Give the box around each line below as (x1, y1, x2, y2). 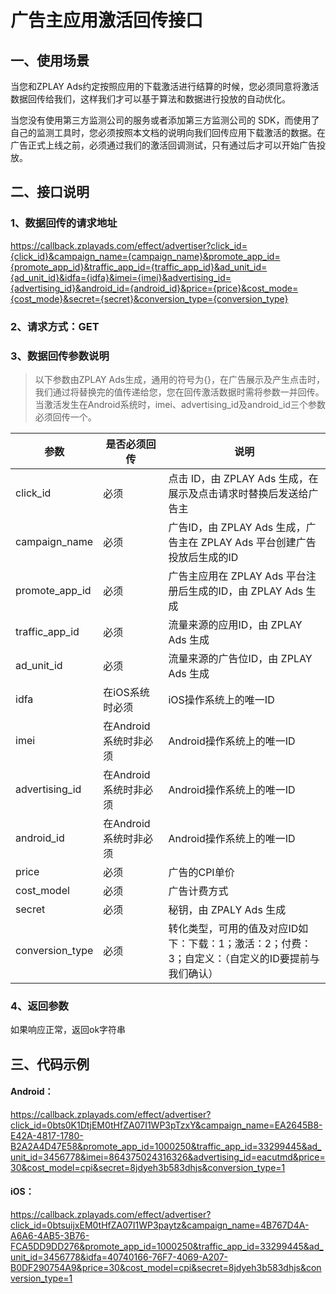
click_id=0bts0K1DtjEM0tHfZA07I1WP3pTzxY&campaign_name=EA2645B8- (10, 1119, 323, 1131)
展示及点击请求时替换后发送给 (168, 486, 309, 500)
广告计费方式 (168, 884, 229, 898)
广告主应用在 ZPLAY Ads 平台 (168, 569, 307, 583)
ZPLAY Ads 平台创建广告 (200, 535, 317, 549)
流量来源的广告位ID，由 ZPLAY (168, 651, 313, 665)
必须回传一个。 (34, 411, 97, 423)
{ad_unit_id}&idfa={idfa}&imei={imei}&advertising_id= (10, 271, 232, 283)
